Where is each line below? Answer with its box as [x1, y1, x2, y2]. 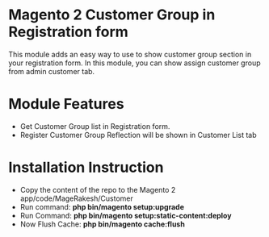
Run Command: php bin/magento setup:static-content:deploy [19, 210, 232, 220]
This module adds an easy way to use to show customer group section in [8, 49, 252, 59]
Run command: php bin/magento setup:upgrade [19, 202, 184, 211]
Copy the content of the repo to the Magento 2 [19, 185, 176, 194]
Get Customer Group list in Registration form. [19, 121, 170, 131]
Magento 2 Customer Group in [8, 6, 216, 24]
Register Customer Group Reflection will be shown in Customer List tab [19, 130, 257, 139]
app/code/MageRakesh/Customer [19, 193, 133, 203]
